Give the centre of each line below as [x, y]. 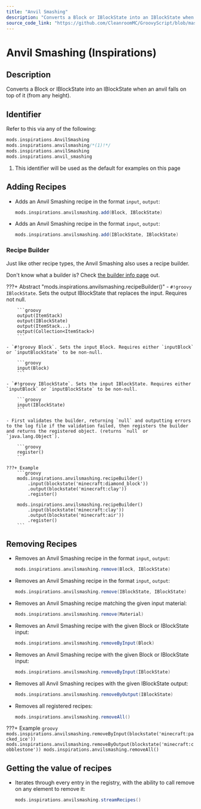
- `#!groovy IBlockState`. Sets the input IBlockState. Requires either [99, 384]
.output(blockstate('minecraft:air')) [76, 515]
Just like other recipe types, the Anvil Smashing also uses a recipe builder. [98, 263]
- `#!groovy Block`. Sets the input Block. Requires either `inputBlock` [100, 347]
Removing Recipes [42, 544]
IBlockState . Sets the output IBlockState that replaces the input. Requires [97, 293]
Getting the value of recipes [59, 768]
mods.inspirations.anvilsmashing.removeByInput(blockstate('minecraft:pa [100, 734]
